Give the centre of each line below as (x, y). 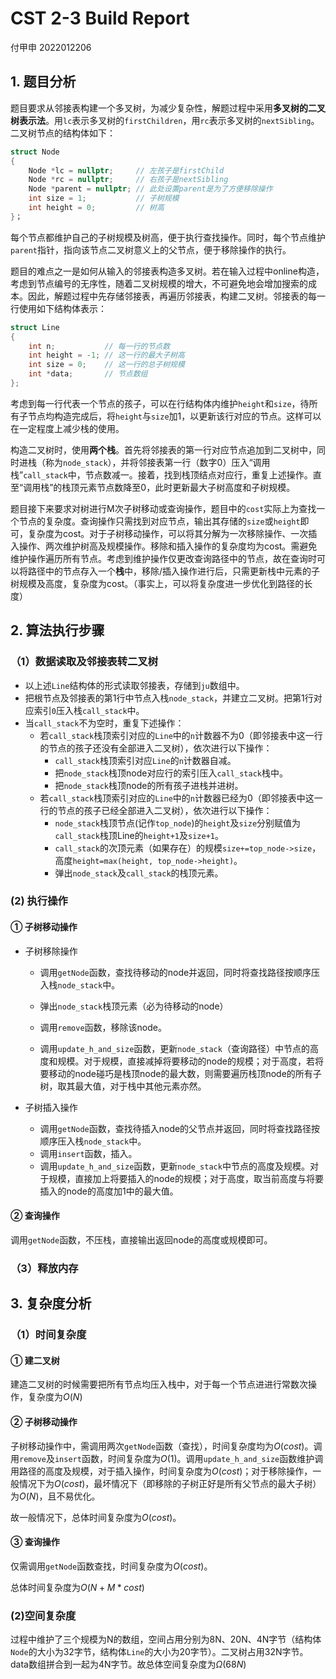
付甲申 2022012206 (51, 47)
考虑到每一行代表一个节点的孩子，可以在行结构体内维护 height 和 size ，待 (160, 403)
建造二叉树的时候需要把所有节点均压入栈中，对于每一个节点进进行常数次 (159, 1384)
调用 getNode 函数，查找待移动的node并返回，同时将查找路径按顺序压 (180, 972)
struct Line (35, 327)
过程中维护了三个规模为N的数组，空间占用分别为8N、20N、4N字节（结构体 (166, 1639)
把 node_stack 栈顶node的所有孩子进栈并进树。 (149, 785)
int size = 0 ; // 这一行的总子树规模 (106, 365)
